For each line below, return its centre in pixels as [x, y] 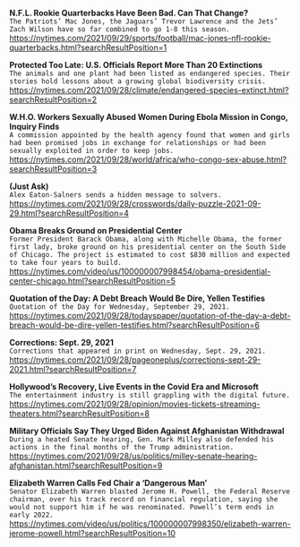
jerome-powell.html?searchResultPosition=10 [93, 533]
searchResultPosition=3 [53, 169]
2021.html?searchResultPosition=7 [73, 369]
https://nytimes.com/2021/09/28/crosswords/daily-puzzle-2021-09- [135, 204]
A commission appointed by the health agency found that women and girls [150, 135]
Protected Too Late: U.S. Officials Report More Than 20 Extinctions [136, 65]
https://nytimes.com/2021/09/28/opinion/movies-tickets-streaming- [135, 404]
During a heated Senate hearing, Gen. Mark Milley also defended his [142, 440]
